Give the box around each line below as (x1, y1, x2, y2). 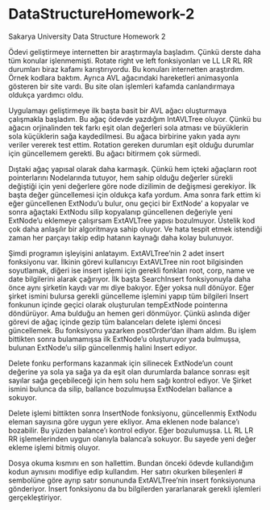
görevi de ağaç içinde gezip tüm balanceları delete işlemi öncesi (8, 316, 222, 327)
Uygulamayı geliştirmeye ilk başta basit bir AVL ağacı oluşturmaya (8, 106, 227, 115)
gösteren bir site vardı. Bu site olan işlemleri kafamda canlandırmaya (8, 82, 235, 91)
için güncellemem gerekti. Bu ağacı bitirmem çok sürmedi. (8, 148, 201, 158)
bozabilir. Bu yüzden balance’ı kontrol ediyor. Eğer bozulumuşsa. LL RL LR (8, 425, 254, 435)
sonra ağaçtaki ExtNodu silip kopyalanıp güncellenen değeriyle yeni (8, 207, 233, 216)
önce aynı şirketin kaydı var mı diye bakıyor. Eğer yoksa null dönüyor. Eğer (8, 282, 255, 292)
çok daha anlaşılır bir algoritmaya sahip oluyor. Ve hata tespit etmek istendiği (8, 224, 263, 234)
